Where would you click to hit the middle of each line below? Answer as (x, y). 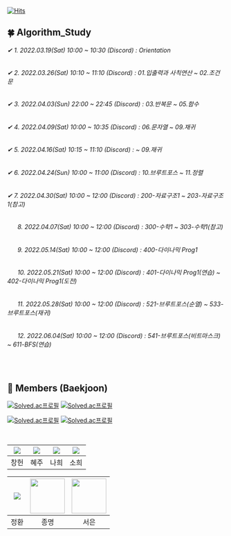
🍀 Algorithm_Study (49, 32)
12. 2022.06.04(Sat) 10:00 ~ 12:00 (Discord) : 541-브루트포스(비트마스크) (119, 335)
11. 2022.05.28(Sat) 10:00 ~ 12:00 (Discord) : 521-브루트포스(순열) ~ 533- (120, 304)
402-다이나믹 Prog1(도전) (42, 281)
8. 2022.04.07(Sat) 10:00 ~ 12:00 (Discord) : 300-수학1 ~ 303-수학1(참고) (120, 227)
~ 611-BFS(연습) (29, 344)
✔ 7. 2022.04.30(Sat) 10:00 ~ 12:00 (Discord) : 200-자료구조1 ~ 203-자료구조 (115, 195)
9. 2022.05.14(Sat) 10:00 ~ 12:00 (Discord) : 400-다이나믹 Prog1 (108, 249)
